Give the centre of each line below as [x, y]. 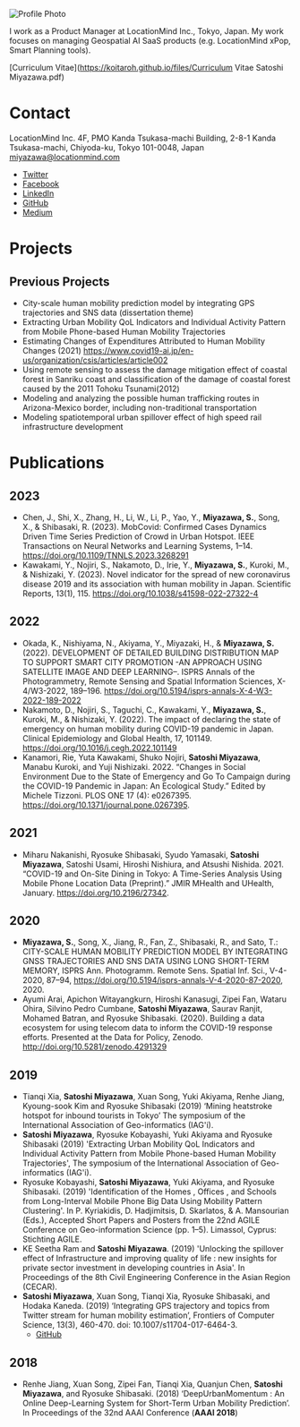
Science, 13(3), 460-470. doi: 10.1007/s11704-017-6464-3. [130, 1325]
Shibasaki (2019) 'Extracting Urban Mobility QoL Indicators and [138, 1144]
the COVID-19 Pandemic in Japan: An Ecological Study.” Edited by [144, 786]
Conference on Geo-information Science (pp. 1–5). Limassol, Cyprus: [150, 1230]
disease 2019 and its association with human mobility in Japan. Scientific [157, 584]
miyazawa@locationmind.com [65, 157]
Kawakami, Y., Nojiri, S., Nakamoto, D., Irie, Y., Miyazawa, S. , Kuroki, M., [155, 565]
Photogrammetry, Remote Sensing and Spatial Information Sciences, [149, 681]
